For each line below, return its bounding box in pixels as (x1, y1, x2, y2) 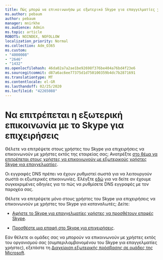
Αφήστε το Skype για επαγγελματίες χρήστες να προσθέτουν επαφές (12, 210, 154, 216)
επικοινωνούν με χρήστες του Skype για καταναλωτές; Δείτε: (5, 201, 130, 207)
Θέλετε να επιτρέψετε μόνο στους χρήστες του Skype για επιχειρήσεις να (5, 196, 156, 202)
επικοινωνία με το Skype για (5, 120, 124, 131)
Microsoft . (5, 250, 26, 256)
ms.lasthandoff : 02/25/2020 (5, 84, 62, 89)
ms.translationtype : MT (5, 75, 53, 80)
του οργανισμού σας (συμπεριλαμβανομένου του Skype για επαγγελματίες (5, 240, 158, 245)
